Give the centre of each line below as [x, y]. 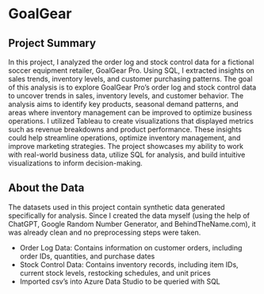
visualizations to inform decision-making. [75, 163]
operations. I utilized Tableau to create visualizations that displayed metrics [131, 121]
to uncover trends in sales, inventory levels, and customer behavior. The [126, 95]
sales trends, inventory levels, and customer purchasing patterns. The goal [130, 79]
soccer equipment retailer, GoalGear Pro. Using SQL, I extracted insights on [132, 71]
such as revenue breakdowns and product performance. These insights [125, 129]
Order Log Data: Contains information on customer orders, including [131, 247]
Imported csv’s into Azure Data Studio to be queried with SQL [120, 281]
